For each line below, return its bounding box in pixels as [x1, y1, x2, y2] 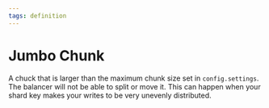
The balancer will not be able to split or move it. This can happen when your [8, 81, 261, 91]
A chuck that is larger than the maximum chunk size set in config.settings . [8, 73, 259, 83]
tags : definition [8, 11, 67, 20]
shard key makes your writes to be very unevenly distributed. [8, 90, 212, 100]
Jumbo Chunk [8, 46, 105, 64]
